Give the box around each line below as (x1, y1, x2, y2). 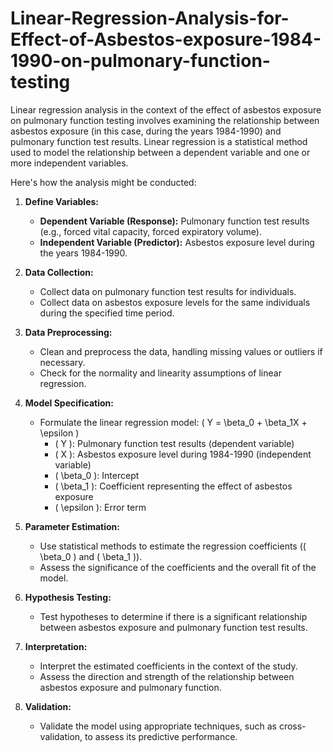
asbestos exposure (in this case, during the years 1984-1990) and (10, 125, 282, 137)
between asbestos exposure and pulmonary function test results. (39, 621, 308, 633)
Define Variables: (24, 195, 100, 207)
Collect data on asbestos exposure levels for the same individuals (39, 296, 311, 308)
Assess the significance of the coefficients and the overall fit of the (39, 561, 317, 573)
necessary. (39, 356, 86, 368)
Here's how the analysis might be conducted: (10, 176, 197, 188)
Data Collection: (24, 266, 94, 278)
